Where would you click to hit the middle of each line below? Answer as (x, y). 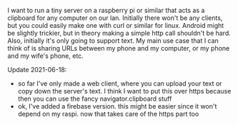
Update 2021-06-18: (37, 70)
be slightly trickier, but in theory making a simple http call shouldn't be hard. (119, 33)
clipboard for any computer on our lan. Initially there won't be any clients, (115, 18)
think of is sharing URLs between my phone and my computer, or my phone (119, 48)
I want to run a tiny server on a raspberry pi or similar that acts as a (106, 10)
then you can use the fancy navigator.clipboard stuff (95, 99)
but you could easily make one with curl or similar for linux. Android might (116, 25)
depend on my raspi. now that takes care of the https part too (108, 114)
